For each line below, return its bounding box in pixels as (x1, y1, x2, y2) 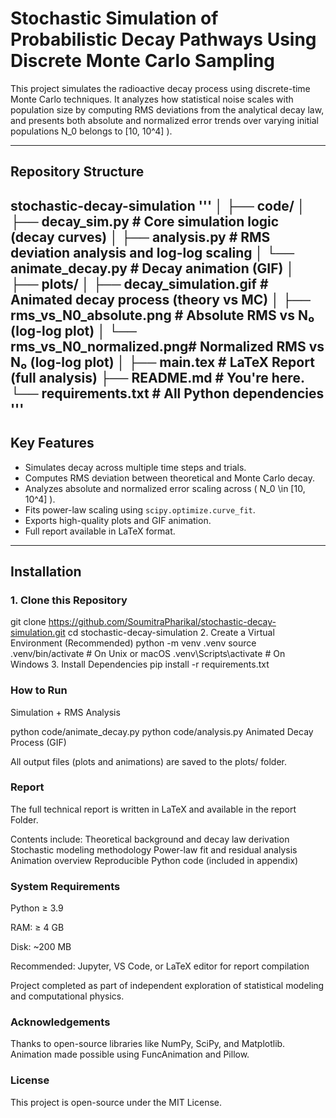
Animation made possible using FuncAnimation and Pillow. (10, 1048, 250, 1061)
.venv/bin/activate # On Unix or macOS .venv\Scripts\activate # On (10, 648, 286, 660)
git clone (10, 616, 47, 628)
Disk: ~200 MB (10, 941, 72, 953)
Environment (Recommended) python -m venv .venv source (10, 637, 257, 649)
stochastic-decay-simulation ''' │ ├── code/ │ (10, 197, 306, 214)
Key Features (10, 435, 95, 452)
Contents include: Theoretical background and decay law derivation (10, 833, 290, 845)
